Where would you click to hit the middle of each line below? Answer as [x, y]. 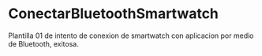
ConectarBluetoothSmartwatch [114, 14]
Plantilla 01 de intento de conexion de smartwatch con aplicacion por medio [131, 35]
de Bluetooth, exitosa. [43, 43]
